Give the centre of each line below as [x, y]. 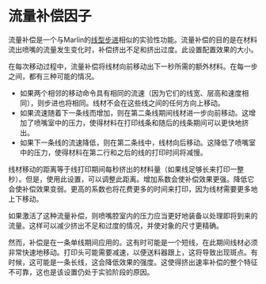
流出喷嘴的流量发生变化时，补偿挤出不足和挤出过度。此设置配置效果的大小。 [133, 49]
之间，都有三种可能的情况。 [53, 76]
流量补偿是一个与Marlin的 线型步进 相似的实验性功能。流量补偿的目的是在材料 [133, 40]
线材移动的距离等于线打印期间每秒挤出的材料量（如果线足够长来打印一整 [126, 169]
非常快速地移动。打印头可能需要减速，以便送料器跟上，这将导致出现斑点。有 [133, 252]
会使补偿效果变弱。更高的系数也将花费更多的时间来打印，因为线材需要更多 [129, 189]
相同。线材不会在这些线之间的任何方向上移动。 [148, 103]
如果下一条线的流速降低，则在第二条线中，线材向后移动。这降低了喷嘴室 [137, 142]
